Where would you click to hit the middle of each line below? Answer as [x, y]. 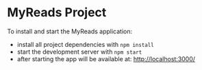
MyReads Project [57, 13]
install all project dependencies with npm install [85, 44]
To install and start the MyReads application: [70, 31]
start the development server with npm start [79, 52]
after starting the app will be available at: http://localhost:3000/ [106, 58]
